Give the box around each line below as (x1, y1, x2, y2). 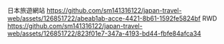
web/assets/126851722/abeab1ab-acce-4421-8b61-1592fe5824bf (7, 14, 201, 23)
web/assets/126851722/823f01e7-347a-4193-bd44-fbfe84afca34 (7, 29, 202, 38)
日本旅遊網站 (7, 6, 45, 14)
